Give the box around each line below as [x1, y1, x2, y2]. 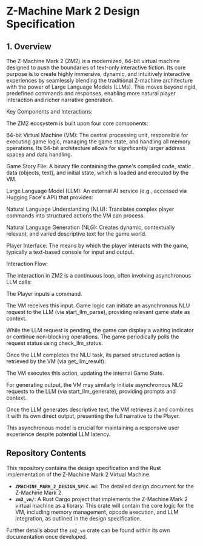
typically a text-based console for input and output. [6, 248, 135, 256]
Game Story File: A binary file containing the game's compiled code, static [6, 163, 191, 169]
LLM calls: [6, 278, 32, 285]
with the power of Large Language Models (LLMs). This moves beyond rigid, [6, 83, 198, 90]
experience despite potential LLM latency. [6, 431, 111, 438]
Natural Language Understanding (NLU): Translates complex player [6, 205, 175, 213]
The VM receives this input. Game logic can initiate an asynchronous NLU [6, 302, 190, 309]
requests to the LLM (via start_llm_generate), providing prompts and [6, 387, 176, 395]
